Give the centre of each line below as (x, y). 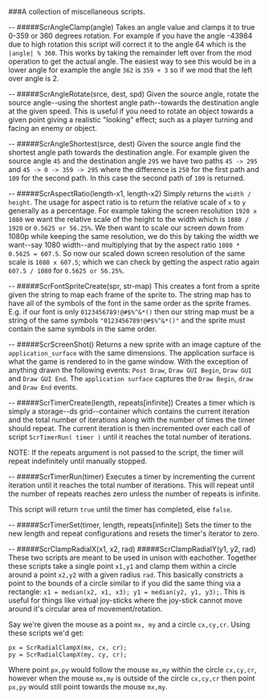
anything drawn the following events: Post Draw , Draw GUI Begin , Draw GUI (130, 370)
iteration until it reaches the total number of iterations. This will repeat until (131, 485)
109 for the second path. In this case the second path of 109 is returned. (127, 178)
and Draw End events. (43, 387)
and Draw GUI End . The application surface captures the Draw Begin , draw (131, 378)
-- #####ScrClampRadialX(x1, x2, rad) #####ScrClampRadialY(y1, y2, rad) (132, 549)
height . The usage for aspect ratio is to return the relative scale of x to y (127, 202)
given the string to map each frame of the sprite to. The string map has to (130, 294)
